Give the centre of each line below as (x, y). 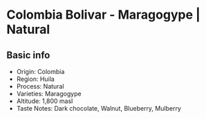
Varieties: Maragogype (49, 94)
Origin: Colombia (40, 72)
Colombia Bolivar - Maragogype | (104, 15)
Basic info (28, 55)
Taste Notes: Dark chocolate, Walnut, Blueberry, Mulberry (99, 108)
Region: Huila (35, 79)
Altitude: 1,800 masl (45, 101)
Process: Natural (40, 86)
